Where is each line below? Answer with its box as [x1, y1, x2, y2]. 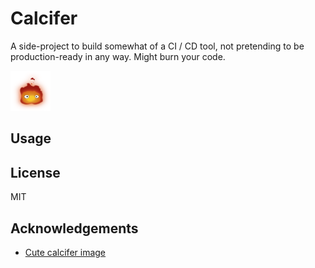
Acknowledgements [10, 220, 139, 237]
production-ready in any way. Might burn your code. [10, 50, 226, 62]
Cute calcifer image [24, 246, 107, 258]
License [10, 164, 61, 181]
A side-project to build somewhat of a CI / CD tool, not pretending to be [10, 40, 305, 52]
